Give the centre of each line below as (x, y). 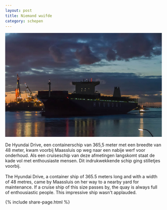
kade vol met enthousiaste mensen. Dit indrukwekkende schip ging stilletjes (83, 161)
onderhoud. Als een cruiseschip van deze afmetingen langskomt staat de (80, 156)
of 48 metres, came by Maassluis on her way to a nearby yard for (72, 182)
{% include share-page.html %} (38, 202)
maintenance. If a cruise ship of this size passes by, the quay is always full (81, 187)
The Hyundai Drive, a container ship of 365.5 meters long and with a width (81, 177)
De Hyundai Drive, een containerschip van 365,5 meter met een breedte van (83, 145)
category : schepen (24, 21)
